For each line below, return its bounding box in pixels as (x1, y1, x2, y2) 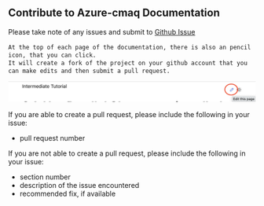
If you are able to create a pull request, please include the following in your (8, 109, 250, 119)
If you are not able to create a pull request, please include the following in (8, 149, 246, 158)
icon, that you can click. (8, 51, 97, 59)
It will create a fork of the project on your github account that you (8, 59, 247, 67)
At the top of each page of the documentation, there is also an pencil (8, 43, 251, 51)
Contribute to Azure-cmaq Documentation (8, 6, 220, 20)
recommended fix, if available (19, 189, 116, 198)
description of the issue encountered (19, 180, 140, 189)
